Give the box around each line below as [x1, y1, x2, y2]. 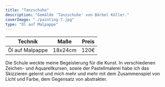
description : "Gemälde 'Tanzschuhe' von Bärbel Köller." [5, 12, 130, 17]
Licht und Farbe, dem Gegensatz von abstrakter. [5, 76, 108, 82]
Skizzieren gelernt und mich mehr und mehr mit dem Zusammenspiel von [5, 71, 160, 77]
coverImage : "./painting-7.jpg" [5, 17, 74, 22]
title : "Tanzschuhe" [5, 7, 50, 13]
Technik [17, 38, 38, 45]
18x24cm [53, 47, 77, 54]
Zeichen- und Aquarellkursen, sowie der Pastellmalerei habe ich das [5, 65, 150, 72]
